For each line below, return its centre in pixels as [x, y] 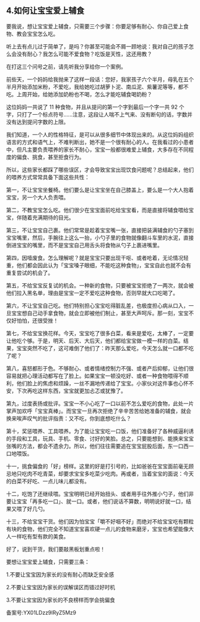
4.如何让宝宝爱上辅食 [45, 11]
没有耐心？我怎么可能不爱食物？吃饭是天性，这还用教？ [84, 54]
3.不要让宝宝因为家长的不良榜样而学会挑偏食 [61, 600]
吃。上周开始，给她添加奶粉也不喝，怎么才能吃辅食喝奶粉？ [79, 94]
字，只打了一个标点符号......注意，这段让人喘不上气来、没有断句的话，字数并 [99, 114]
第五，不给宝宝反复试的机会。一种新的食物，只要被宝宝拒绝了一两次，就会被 [100, 285]
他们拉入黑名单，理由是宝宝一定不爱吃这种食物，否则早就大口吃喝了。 [92, 293]
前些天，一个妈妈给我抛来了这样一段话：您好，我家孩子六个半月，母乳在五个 [100, 79]
